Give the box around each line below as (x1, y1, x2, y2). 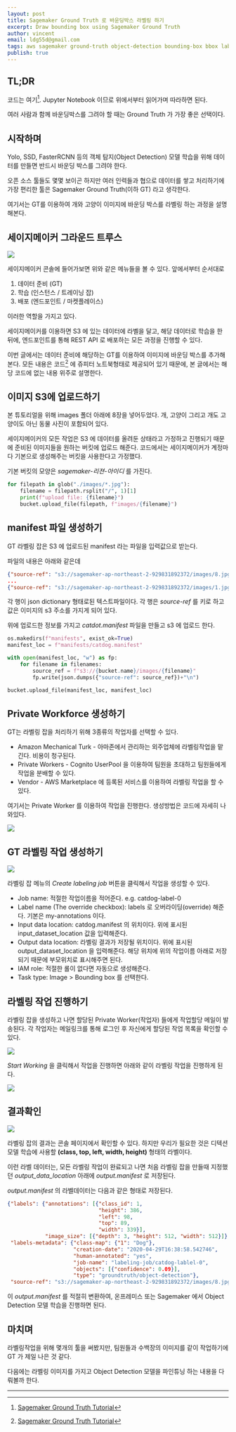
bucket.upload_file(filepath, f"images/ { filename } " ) (20, 501, 178, 508)
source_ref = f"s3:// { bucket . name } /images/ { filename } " (32, 667, 197, 674)
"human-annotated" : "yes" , (73, 1252, 152, 1259)
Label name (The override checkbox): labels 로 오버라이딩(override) (17, 903, 212, 912)
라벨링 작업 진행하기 (7, 995, 88, 1008)
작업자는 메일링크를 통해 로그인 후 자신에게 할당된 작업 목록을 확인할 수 (34, 1024, 228, 1032)
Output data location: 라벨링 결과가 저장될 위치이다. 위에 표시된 (17, 938, 193, 947)
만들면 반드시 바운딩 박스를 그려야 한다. (20, 162, 128, 170)
